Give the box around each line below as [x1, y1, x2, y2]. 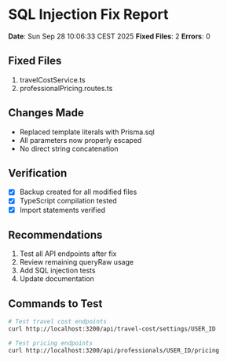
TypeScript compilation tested [19, 196, 118, 206]
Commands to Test [8, 297, 103, 310]
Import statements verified [19, 205, 106, 214]
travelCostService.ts [19, 75, 86, 84]
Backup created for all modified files [19, 187, 137, 197]
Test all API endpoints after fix [19, 249, 117, 258]
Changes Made [8, 106, 84, 119]
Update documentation [19, 274, 94, 283]
